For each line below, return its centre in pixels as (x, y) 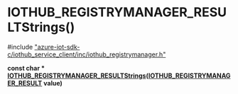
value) (53, 83)
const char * (26, 68)
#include (20, 47)
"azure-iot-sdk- (57, 47)
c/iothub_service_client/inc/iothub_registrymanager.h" (87, 54)
